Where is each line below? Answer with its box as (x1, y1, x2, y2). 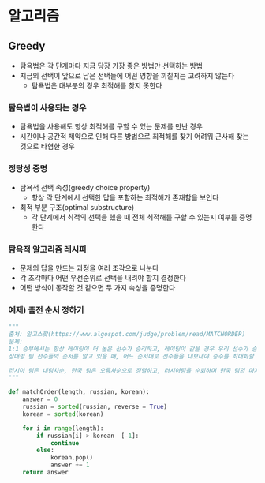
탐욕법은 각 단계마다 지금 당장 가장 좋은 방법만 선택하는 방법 (19, 61, 203, 70)
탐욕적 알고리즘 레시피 (8, 244, 87, 255)
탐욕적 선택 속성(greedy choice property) (19, 182, 151, 192)
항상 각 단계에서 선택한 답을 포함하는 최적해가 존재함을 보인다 (31, 193, 219, 202)
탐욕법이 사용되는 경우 (8, 102, 87, 113)
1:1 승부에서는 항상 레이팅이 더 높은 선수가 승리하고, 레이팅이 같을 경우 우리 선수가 (8, 345, 248, 353)
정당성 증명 (8, 163, 48, 174)
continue (50, 439, 80, 447)
